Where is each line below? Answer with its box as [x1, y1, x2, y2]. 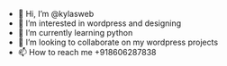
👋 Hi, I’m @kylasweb [17, 9, 95, 19]
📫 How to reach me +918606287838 [17, 47, 157, 57]
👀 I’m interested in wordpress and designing [17, 18, 182, 29]
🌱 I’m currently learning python [17, 28, 133, 37]
